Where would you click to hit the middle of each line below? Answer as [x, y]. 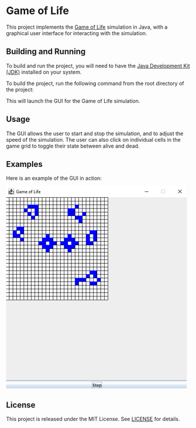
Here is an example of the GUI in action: [54, 178]
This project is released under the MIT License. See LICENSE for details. [93, 419]
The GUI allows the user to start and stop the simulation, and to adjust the [95, 133]
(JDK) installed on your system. [44, 72]
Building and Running [46, 52]
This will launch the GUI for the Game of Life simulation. [73, 101]
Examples [24, 164]
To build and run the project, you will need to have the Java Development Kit [98, 66]
